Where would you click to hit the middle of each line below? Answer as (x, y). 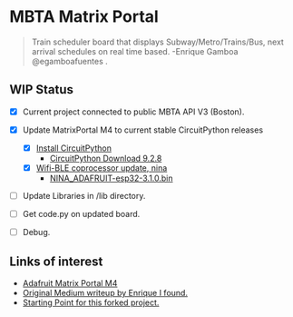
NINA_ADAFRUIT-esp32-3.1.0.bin (111, 178)
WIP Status (42, 89)
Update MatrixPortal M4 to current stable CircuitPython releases (143, 130)
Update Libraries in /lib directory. (84, 196)
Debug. (36, 233)
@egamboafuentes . (70, 61)
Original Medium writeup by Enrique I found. (105, 293)
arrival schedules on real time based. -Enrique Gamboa (135, 51)
